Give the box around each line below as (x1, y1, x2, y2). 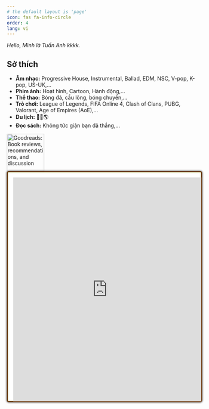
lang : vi (7, 25, 29, 32)
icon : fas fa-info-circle (7, 14, 71, 20)
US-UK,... (28, 81, 52, 88)
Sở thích (7, 59, 38, 69)
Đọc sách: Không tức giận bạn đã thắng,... (15, 122, 121, 129)
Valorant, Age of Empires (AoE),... (15, 107, 99, 114)
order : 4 (7, 20, 29, 26)
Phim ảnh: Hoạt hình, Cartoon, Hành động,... (15, 88, 125, 95)
